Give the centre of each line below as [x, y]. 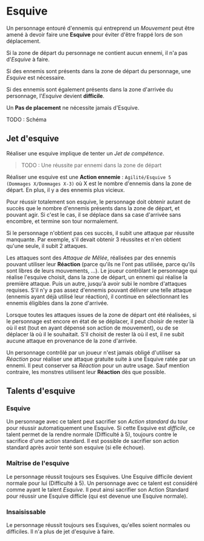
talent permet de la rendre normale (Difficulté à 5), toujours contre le [92, 434]
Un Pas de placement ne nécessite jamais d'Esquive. [73, 107]
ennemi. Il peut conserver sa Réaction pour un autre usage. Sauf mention [98, 365]
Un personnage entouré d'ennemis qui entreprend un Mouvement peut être [100, 28]
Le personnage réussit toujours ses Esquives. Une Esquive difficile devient [100, 476]
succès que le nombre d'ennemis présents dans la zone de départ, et [93, 208]
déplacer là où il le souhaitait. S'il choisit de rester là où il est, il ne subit [95, 334]
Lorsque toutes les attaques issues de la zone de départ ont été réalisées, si [101, 314]
